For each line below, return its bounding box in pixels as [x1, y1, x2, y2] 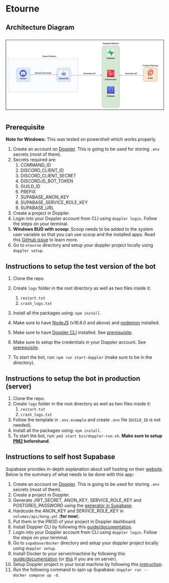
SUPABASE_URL [20, 205, 54, 211]
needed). [12, 422, 32, 428]
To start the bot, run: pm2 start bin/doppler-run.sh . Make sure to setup [12, 433, 162, 439]
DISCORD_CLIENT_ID [20, 167, 64, 173]
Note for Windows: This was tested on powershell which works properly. [5, 136, 157, 142]
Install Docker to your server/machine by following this [12, 550, 125, 556]
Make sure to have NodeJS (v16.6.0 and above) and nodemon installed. [12, 320, 160, 326]
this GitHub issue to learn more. [12, 237, 78, 243]
